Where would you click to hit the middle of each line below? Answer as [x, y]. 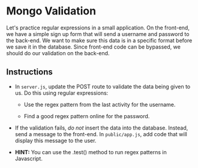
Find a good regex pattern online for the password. [87, 116]
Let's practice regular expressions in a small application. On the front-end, [98, 28]
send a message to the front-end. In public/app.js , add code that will [101, 134]
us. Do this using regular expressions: [61, 93]
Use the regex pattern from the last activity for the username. [100, 104]
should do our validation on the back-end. [58, 53]
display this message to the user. [55, 140]
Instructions [29, 72]
